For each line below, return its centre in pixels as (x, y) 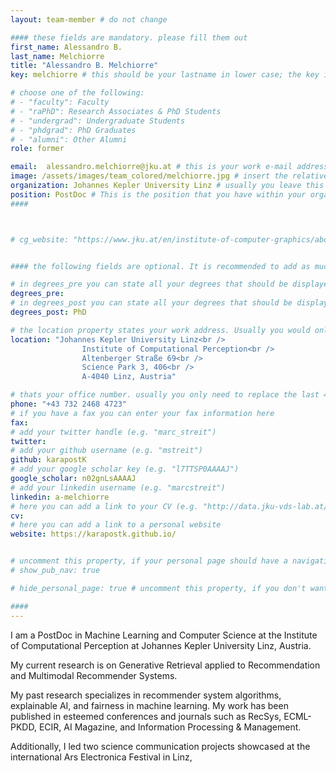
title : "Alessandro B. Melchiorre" (84, 66)
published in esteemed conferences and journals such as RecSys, (146, 716)
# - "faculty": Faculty (60, 102)
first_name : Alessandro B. (66, 47)
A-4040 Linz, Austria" (129, 377)
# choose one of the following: (77, 93)
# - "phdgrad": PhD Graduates (73, 130)
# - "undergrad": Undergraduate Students (98, 121)
